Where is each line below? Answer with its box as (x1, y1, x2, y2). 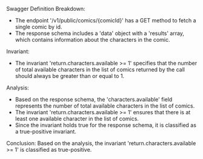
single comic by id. (15, 24, 62, 30)
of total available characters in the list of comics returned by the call (15, 66, 185, 73)
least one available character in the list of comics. (15, 115, 139, 122)
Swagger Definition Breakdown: (6, 5, 86, 12)
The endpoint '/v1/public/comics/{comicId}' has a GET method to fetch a (15, 17, 196, 24)
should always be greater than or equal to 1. (15, 73, 125, 79)
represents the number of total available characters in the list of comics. (15, 102, 195, 109)
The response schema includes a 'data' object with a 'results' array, (15, 30, 185, 37)
